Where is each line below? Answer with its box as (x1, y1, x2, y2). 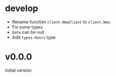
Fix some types (12, 24, 43, 30)
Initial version (5, 67, 32, 73)
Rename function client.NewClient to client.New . (12, 19, 111, 25)
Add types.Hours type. (12, 34, 57, 40)
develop (5, 3, 39, 14)
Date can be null (12, 29, 44, 35)
